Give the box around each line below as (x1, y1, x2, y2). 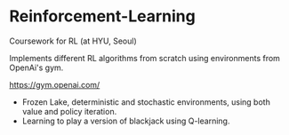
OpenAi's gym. (9, 62, 64, 73)
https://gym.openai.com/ (9, 79, 100, 90)
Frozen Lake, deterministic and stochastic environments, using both (21, 96, 271, 107)
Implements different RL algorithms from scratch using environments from (9, 52, 280, 63)
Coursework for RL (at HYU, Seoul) (9, 36, 138, 46)
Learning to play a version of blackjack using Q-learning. (21, 115, 230, 126)
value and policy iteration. (21, 106, 117, 116)
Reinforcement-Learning (9, 6, 196, 27)
